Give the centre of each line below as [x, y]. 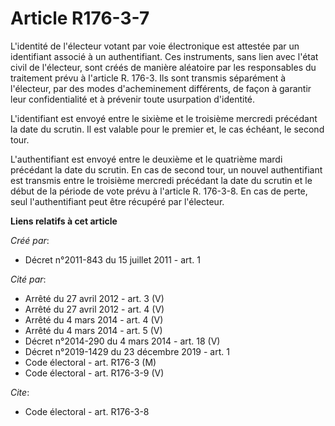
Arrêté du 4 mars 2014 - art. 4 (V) [94, 319]
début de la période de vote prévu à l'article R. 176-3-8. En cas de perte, [159, 191]
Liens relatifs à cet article [64, 221]
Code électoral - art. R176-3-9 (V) [94, 373]
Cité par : [28, 279]
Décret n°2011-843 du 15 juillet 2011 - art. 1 [112, 259]
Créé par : [30, 240]
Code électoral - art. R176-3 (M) [90, 362]
